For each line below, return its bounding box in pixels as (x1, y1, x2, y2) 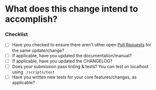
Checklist (5, 31, 28, 38)
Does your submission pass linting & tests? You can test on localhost (12, 63, 149, 69)
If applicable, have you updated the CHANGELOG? (12, 58, 113, 64)
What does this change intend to (5, 3, 139, 15)
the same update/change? (12, 47, 64, 53)
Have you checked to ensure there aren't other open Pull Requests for (12, 42, 151, 48)
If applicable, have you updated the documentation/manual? (12, 52, 132, 59)
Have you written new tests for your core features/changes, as (12, 74, 137, 80)
